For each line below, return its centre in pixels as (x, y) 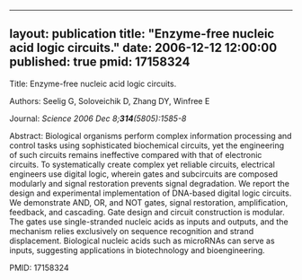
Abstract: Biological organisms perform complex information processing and (151, 136)
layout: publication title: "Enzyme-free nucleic (142, 34)
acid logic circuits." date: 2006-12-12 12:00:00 (143, 48)
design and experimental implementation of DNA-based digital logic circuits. (151, 193)
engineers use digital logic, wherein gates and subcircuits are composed (144, 174)
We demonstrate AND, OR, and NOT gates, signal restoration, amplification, (149, 202)
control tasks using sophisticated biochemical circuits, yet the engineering (147, 145)
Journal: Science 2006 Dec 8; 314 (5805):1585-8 (98, 118)
